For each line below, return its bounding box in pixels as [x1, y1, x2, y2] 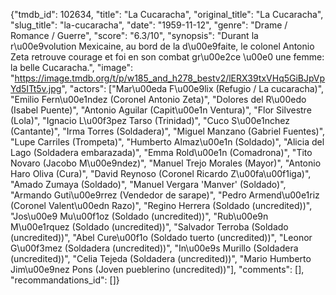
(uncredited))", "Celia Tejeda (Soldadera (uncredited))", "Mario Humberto [10, 253, 312, 264]
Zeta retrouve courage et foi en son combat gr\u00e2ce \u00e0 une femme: [10, 51, 325, 63]
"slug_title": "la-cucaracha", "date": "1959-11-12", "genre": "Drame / [10, 19, 288, 31]
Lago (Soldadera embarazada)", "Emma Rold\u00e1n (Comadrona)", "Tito [10, 147, 313, 158]
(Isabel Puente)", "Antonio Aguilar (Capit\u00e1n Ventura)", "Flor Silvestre [10, 104, 312, 116]
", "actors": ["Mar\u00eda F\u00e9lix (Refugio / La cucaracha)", [61, 83, 325, 94]
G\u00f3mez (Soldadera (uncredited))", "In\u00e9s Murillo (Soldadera [10, 242, 299, 254]
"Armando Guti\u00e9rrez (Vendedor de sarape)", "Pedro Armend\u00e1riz [10, 189, 320, 201]
